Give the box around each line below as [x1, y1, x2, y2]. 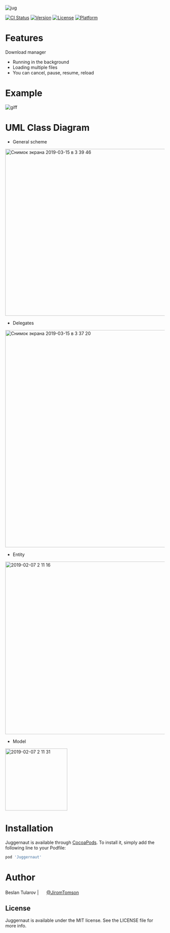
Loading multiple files [12, 64, 58, 70]
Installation [5, 823, 54, 834]
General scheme [12, 138, 47, 144]
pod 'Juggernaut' [5, 854, 42, 860]
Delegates [12, 320, 34, 326]
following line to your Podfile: [5, 844, 66, 851]
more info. [5, 923, 27, 929]
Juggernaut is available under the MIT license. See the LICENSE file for [5, 917, 153, 923]
